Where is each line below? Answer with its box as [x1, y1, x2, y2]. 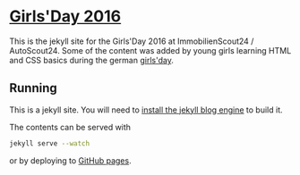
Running [9, 80, 58, 96]
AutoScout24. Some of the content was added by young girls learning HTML [9, 45, 292, 55]
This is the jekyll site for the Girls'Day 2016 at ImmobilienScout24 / [9, 36, 254, 46]
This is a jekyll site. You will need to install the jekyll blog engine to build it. [9, 104, 284, 115]
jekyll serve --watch [9, 138, 90, 148]
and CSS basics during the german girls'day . [9, 54, 175, 65]
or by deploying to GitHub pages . [9, 154, 132, 166]
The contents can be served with [9, 121, 132, 132]
